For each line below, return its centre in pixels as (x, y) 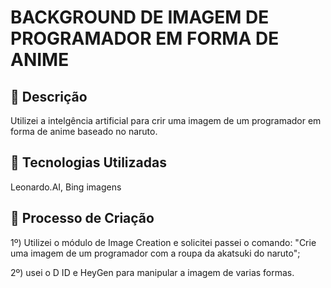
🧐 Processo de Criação (82, 218)
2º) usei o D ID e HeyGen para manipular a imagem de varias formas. (152, 272)
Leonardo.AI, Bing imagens (66, 187)
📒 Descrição (49, 96)
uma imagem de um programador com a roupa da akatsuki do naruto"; (155, 253)
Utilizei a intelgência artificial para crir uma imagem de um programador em (166, 120)
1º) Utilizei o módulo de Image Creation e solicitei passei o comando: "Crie (163, 242)
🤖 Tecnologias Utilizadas (88, 162)
